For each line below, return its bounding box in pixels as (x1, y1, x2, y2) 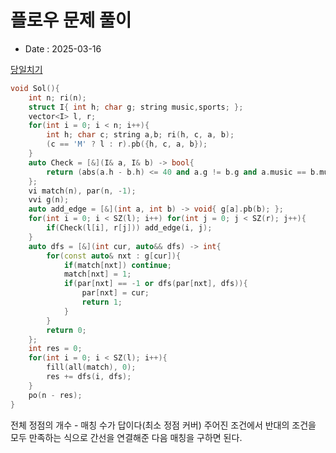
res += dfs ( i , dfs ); (46, 372, 132, 382)
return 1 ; (81, 297, 123, 308)
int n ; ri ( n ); (28, 92, 87, 103)
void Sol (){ (10, 83, 60, 93)
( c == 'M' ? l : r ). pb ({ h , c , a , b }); (46, 139, 208, 150)
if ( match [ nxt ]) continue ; (63, 260, 172, 270)
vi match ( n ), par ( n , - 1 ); (28, 186, 137, 196)
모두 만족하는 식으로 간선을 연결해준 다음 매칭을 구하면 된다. (10, 431, 243, 443)
